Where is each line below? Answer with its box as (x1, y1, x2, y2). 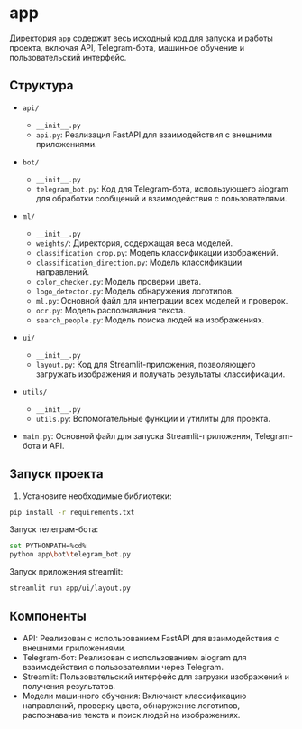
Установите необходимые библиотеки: (22, 491, 172, 501)
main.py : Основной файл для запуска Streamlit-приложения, (22, 430, 253, 441)
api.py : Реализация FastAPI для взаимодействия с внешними (35, 129, 273, 140)
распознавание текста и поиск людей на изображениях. (22, 709, 241, 720)
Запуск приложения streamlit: (9, 566, 124, 577)
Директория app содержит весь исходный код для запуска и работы (9, 33, 273, 43)
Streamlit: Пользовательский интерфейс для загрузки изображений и (22, 671, 290, 682)
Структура (9, 78, 74, 93)
